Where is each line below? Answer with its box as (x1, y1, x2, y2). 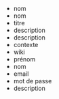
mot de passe (13, 77, 52, 85)
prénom (13, 55, 36, 63)
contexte (13, 41, 39, 48)
